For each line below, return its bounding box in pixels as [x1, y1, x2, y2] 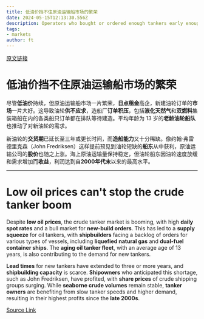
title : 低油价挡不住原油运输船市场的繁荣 [6, 9, 98, 15]
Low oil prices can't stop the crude [6, 185, 185, 199]
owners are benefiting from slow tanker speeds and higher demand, [6, 288, 177, 295]
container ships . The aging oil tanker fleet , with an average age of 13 [6, 244, 181, 251]
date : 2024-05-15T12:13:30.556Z [6, 15, 88, 21]
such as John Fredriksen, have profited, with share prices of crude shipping [6, 275, 197, 283]
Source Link [6, 306, 36, 314]
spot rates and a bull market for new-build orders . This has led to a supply [6, 224, 195, 232]
